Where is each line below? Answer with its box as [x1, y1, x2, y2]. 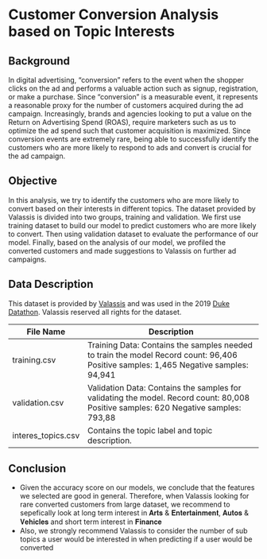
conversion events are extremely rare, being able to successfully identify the [8, 134, 259, 144]
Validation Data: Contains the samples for [87, 382, 242, 393]
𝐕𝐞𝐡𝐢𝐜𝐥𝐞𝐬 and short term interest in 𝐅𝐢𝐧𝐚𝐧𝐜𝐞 [19, 517, 162, 526]
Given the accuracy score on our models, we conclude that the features [19, 483, 255, 492]
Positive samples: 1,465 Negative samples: [87, 359, 249, 371]
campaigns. [8, 254, 47, 264]
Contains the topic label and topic [87, 425, 213, 436]
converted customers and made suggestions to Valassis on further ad [8, 246, 237, 255]
